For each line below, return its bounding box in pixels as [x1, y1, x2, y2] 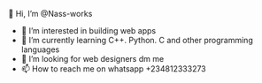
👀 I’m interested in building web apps [20, 26, 157, 35]
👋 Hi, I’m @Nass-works [8, 9, 93, 19]
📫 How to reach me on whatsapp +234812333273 [20, 64, 207, 74]
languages [20, 44, 60, 55]
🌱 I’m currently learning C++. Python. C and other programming [20, 35, 253, 45]
